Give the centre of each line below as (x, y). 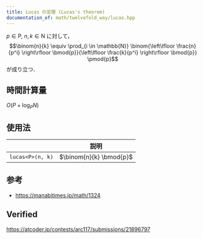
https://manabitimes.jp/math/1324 (58, 195)
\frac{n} (186, 46)
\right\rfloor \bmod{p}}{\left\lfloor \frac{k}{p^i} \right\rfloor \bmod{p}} (109, 52)
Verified (22, 215)
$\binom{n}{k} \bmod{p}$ (96, 156)
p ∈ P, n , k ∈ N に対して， (40, 36)
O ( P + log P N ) (23, 106)
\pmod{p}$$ (103, 59)
